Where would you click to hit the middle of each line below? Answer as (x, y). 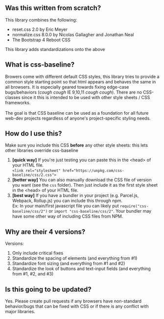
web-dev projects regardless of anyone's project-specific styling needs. (78, 118)
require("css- (134, 206)
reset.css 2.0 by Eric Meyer (40, 29)
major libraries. (20, 312)
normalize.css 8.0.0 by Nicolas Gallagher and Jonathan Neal (73, 34)
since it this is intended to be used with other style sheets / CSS (86, 97)
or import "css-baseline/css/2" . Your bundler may (100, 211)
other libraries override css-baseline (42, 150)
